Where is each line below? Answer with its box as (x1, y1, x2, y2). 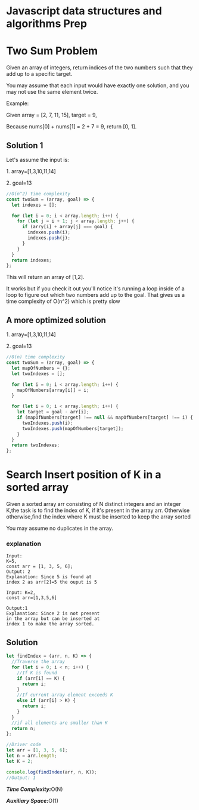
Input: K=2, (6, 590, 36, 596)
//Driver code (6, 742, 42, 748)
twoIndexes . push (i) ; (21, 420, 73, 426)
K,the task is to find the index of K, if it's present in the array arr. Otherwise (6, 507, 190, 514)
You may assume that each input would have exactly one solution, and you (6, 82, 189, 89)
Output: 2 (6, 569, 31, 575)
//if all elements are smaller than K (11, 720, 108, 726)
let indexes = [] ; (11, 202, 58, 208)
